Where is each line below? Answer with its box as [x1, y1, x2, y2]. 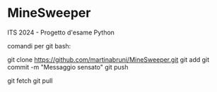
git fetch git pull [7, 76, 53, 85]
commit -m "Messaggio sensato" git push [7, 63, 129, 71]
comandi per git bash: [7, 41, 71, 50]
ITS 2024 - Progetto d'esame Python [7, 28, 115, 37]
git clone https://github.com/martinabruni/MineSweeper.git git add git [7, 55, 210, 64]
